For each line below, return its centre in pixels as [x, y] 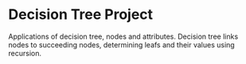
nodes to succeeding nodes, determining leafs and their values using [121, 44]
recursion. [25, 53]
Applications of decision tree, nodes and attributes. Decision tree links [123, 36]
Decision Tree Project [81, 15]
